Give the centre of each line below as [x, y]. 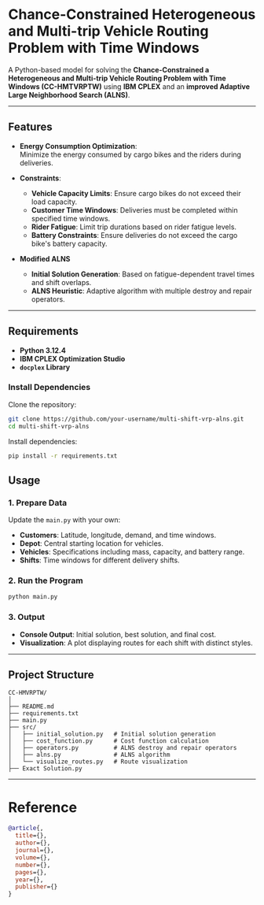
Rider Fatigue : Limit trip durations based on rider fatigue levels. [134, 227]
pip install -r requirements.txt [63, 456]
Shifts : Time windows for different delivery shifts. [99, 560]
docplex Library [45, 367]
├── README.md [31, 707]
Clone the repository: [42, 404]
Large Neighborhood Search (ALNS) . [69, 95]
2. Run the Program [46, 580]
